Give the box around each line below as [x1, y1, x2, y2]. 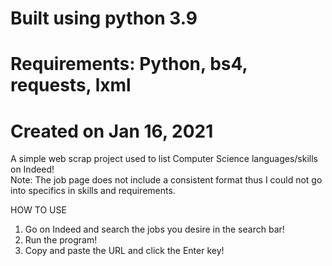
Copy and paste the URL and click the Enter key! [24, 245, 225, 257]
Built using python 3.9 [10, 7, 198, 30]
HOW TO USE [10, 204, 67, 216]
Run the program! [24, 234, 98, 246]
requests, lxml [10, 74, 132, 97]
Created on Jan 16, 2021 [10, 120, 214, 142]
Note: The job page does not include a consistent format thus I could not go [10, 174, 323, 186]
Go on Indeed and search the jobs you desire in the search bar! [24, 223, 285, 236]
